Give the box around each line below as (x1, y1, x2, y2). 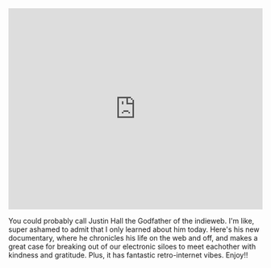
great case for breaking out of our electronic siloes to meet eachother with (8, 241, 256, 251)
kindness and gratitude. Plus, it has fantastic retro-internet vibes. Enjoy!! (8, 250, 248, 260)
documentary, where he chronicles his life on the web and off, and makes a (8, 233, 258, 242)
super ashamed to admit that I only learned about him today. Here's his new (8, 225, 260, 234)
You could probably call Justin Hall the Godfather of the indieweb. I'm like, (8, 216, 255, 225)
